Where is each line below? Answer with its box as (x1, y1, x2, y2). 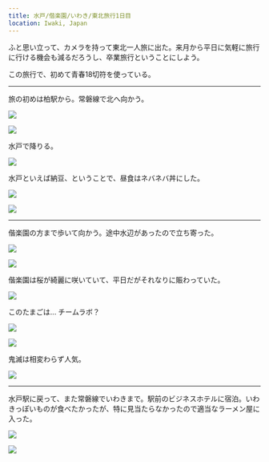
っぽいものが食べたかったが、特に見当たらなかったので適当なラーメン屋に (14, 403, 260, 413)
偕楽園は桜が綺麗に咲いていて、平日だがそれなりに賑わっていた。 (8, 274, 225, 285)
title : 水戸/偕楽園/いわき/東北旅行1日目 (8, 11, 132, 20)
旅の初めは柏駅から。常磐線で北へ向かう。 (8, 94, 149, 103)
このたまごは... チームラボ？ (8, 306, 100, 317)
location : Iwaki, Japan (8, 19, 88, 27)
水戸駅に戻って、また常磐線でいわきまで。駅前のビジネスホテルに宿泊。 (8, 394, 247, 403)
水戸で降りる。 (8, 141, 58, 151)
